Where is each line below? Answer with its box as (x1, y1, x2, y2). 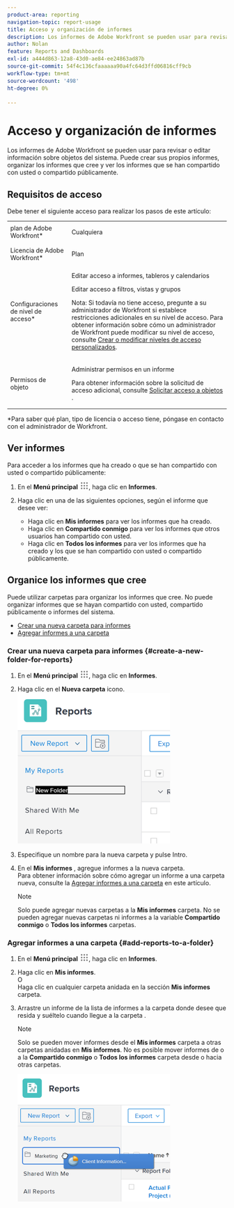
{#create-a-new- (144, 645, 204, 655)
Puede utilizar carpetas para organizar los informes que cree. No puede (7, 592, 214, 601)
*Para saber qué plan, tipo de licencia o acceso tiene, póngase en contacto (7, 415, 224, 423)
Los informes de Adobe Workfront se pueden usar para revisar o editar (7, 146, 211, 155)
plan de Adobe (10, 224, 52, 233)
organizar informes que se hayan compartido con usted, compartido (7, 600, 203, 609)
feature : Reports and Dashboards (7, 48, 104, 55)
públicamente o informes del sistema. (7, 607, 115, 616)
